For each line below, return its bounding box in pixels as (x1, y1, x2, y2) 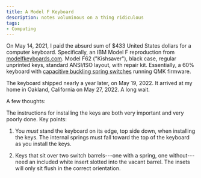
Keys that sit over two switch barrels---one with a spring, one (14, 152, 168, 159)
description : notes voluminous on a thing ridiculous (6, 14, 144, 21)
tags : (6, 20, 20, 26)
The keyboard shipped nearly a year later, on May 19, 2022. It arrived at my (6, 80, 193, 87)
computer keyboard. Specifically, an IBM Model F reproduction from (6, 49, 175, 56)
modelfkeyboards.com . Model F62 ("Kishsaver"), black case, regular (6, 55, 176, 62)
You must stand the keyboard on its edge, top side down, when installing (14, 127, 196, 135)
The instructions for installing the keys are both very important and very (6, 109, 184, 116)
